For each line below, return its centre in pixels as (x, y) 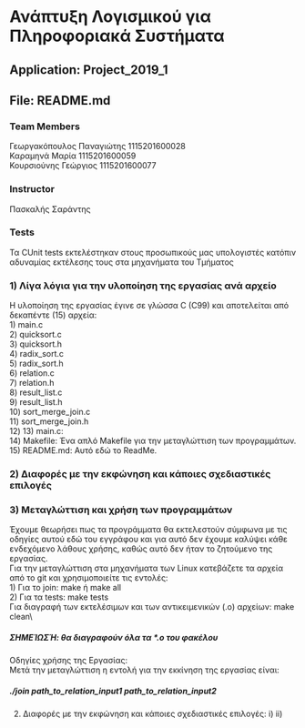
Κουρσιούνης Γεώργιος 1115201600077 (83, 166)
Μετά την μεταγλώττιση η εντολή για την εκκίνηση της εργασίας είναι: (144, 670)
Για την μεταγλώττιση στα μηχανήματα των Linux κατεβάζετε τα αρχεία (147, 568)
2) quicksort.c (36, 335)
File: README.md (60, 101)
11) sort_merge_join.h (49, 421)
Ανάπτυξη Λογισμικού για (111, 17)
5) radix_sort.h (36, 364)
